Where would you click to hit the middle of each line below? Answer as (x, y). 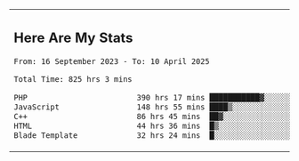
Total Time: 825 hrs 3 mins (73, 80)
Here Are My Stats (73, 37)
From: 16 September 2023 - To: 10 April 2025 (112, 61)
